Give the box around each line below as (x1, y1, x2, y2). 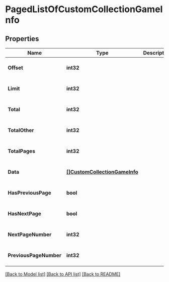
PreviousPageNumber (8, 252, 62, 259)
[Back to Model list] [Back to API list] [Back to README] (5, 271, 121, 277)
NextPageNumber (8, 231, 52, 238)
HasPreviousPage (8, 190, 51, 196)
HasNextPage (8, 210, 42, 217)
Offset (8, 64, 24, 71)
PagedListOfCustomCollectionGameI (5, 4, 163, 15)
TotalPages (8, 148, 35, 155)
